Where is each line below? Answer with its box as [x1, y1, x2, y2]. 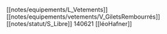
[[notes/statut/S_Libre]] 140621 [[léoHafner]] [6, 20, 133, 27]
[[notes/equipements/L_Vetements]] [6, 6, 108, 13]
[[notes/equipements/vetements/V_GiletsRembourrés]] [6, 13, 160, 21]
